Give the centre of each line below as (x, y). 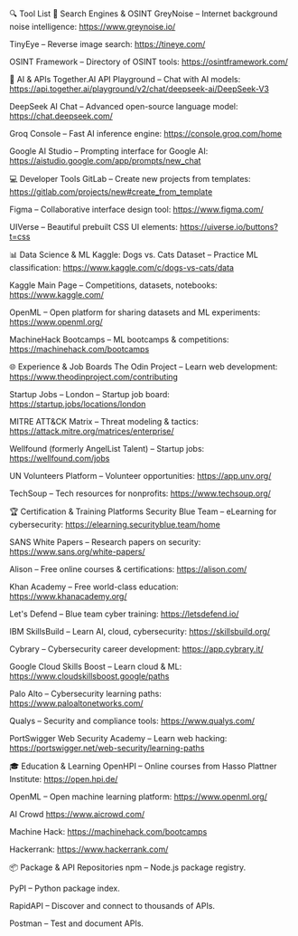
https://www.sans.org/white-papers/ (78, 552)
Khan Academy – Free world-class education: (94, 587)
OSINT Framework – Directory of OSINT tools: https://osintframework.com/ (149, 62)
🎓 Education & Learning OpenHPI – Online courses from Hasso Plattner (143, 766)
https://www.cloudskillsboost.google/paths (89, 676)
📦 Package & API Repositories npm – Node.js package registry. (128, 867)
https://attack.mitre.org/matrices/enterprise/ (92, 431)
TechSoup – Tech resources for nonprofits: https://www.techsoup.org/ (140, 493)
